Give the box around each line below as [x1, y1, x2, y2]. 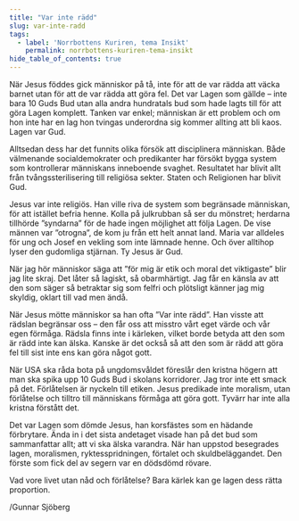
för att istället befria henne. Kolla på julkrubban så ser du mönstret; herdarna [9, 209, 290, 219]
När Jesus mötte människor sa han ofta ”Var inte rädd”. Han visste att [9, 310, 264, 319]
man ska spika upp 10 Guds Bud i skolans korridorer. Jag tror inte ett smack [9, 374, 287, 385]
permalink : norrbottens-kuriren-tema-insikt [25, 46, 194, 55]
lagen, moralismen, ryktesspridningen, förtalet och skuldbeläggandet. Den [9, 448, 283, 459]
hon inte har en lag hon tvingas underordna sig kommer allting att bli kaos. [9, 117, 283, 128]
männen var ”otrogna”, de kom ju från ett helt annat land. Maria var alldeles [9, 227, 285, 237]
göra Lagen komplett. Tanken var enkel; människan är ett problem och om [9, 108, 281, 118]
